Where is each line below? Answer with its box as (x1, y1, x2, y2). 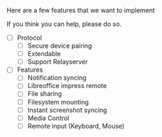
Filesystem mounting (27, 97, 90, 106)
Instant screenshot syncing (27, 106, 107, 114)
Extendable (27, 50, 61, 58)
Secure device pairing (27, 42, 92, 50)
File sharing (27, 89, 62, 98)
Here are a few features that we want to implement (6, 6, 156, 14)
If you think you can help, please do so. (6, 20, 122, 28)
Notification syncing (27, 74, 87, 82)
